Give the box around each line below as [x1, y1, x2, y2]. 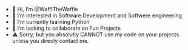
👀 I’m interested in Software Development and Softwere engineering [12, 12, 183, 19]
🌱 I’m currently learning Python [12, 18, 90, 25]
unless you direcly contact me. [12, 37, 89, 44]
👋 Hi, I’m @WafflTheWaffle [12, 6, 78, 12]
